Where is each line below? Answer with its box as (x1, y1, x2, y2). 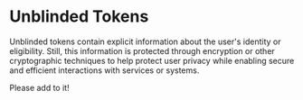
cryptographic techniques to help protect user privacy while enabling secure (9, 55, 295, 66)
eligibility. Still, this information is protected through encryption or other (9, 45, 276, 56)
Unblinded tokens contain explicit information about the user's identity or (9, 36, 281, 47)
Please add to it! (9, 82, 70, 93)
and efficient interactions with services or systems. (9, 65, 200, 76)
